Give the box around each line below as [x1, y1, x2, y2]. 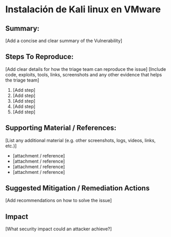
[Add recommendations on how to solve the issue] [5, 197, 112, 204]
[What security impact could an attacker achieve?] [5, 226, 112, 232]
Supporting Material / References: [5, 124, 117, 132]
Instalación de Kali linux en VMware [5, 4, 161, 15]
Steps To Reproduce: [5, 52, 74, 61]
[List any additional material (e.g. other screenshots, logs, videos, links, [5, 137, 156, 143]
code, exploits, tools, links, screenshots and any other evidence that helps [5, 71, 162, 77]
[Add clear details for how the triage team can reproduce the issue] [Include [5, 66, 166, 72]
